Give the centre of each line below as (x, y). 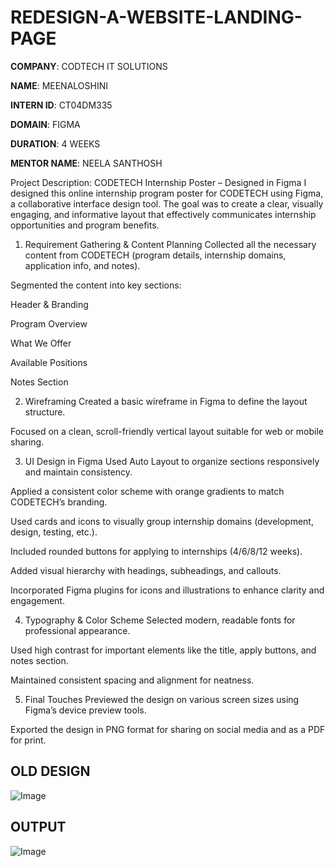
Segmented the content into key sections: (96, 285)
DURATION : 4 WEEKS (55, 143)
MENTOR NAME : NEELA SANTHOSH (86, 163)
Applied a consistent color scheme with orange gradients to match (147, 491)
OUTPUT (38, 827)
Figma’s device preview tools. (85, 710)
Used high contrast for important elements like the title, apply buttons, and (163, 650)
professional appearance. (77, 630)
